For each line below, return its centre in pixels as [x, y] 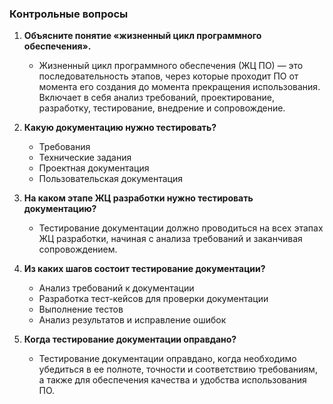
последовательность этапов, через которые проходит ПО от [168, 76]
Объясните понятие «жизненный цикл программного [142, 36]
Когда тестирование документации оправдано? [130, 339]
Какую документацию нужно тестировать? [120, 128]
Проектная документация [94, 168]
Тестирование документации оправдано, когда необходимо [167, 359]
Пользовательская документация [111, 179]
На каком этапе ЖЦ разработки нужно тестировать [138, 198]
